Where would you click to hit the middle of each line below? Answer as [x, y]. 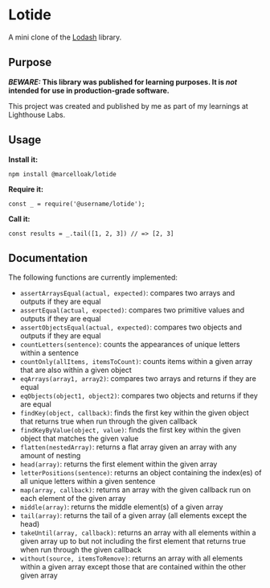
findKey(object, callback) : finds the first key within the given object [134, 413]
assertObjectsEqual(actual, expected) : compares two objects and [131, 327]
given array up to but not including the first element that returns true [133, 541]
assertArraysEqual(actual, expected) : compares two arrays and [127, 293]
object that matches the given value [79, 439]
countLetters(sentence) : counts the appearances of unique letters [130, 345]
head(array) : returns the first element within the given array [119, 464]
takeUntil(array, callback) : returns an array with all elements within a [138, 532]
